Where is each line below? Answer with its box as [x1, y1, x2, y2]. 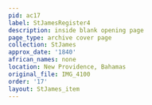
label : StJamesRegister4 [8, 19, 91, 27]
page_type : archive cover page [8, 33, 112, 42]
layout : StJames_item [8, 84, 80, 93]
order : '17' [8, 77, 48, 85]
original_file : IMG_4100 [8, 70, 91, 78]
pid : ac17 [8, 11, 41, 20]
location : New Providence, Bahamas [8, 63, 127, 71]
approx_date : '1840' [8, 48, 77, 56]
